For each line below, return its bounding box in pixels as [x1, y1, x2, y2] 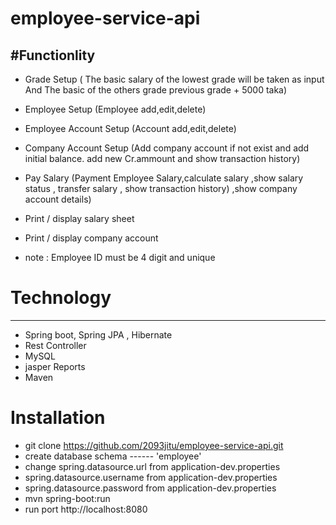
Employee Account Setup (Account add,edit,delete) [24, 123, 237, 134]
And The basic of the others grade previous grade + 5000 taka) [24, 84, 288, 96]
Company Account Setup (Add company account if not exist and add [24, 142, 310, 154]
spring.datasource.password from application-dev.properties [24, 482, 277, 494]
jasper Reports [24, 360, 86, 372]
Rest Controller [24, 339, 87, 351]
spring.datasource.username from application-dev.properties [24, 471, 278, 483]
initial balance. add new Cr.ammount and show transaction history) [24, 153, 301, 164]
